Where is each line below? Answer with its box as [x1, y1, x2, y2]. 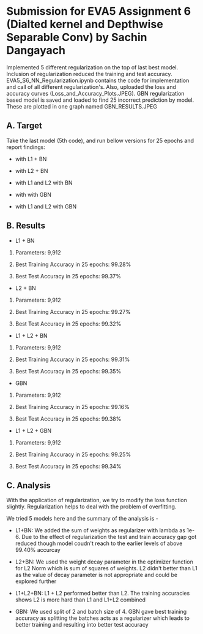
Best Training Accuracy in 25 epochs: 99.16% [15, 403, 130, 410]
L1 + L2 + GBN [15, 427, 52, 434]
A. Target [6, 121, 43, 131]
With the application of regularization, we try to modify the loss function [6, 497, 188, 504]
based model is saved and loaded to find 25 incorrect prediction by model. [6, 96, 194, 104]
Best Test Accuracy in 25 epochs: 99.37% [15, 272, 121, 280]
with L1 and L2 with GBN [15, 202, 77, 210]
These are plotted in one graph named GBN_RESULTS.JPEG [6, 102, 158, 110]
